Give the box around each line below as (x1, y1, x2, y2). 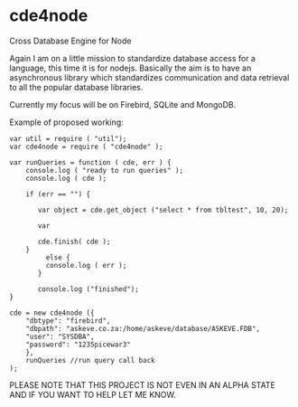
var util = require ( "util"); (9, 134, 127, 143)
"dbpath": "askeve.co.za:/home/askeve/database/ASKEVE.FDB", (25, 324, 260, 333)
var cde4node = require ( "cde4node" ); (9, 142, 164, 151)
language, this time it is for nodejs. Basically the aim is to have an (9, 62, 252, 73)
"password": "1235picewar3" (25, 340, 131, 349)
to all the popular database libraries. (9, 81, 144, 92)
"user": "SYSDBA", (25, 332, 95, 341)
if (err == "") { (25, 189, 91, 199)
